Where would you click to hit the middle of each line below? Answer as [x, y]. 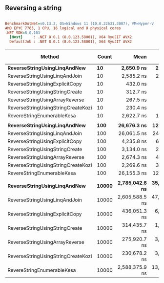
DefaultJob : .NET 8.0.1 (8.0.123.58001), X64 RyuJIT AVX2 [71, 42]
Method [50, 57]
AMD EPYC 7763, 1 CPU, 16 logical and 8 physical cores [63, 28]
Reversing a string [33, 8]
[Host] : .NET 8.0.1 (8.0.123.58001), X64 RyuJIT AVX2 [71, 37]
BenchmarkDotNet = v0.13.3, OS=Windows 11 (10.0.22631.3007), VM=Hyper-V [79, 23]
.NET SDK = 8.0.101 [23, 33]
